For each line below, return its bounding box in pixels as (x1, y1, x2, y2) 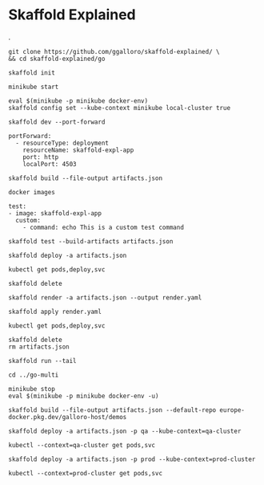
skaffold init (8, 68, 56, 77)
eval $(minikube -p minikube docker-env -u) (8, 392, 159, 400)
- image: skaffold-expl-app (8, 209, 102, 218)
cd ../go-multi (8, 371, 59, 379)
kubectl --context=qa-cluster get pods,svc (8, 441, 156, 449)
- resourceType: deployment (15, 139, 110, 147)
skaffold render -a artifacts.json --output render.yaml (8, 293, 202, 302)
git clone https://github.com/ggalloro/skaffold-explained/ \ (8, 47, 220, 55)
